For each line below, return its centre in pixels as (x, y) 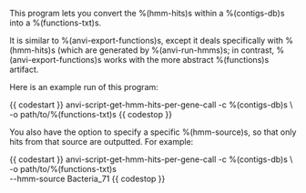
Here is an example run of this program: (84, 87)
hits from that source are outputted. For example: (102, 142)
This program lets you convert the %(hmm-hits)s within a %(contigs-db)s (147, 13)
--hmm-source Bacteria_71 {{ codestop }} (87, 178)
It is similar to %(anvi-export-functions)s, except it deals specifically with (147, 41)
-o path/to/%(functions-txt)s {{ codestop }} (91, 114)
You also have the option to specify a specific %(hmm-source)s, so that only (153, 132)
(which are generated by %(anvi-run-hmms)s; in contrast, (166, 50)
